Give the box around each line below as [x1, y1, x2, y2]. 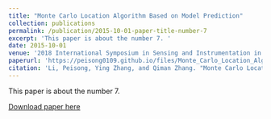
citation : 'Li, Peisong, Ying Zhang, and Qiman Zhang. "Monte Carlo [8, 64, 244, 72]
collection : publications [8, 19, 95, 27]
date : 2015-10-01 [8, 42, 67, 50]
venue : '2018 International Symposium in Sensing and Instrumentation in [8, 49, 262, 57]
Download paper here [8, 101, 81, 111]
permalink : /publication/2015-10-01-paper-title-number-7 [8, 27, 207, 35]
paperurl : [8, 57, 42, 65]
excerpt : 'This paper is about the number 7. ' [8, 34, 172, 43]
